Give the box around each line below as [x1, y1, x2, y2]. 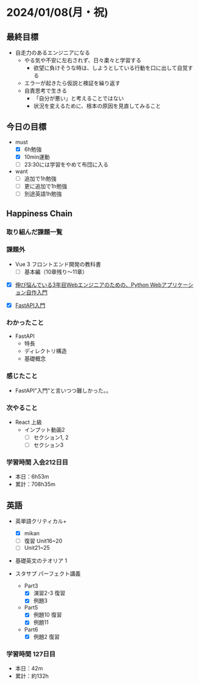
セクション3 [33, 441, 64, 448]
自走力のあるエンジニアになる [15, 49, 90, 56]
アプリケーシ [161, 281, 194, 288]
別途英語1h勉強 [24, 190, 62, 198]
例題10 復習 [33, 611, 62, 619]
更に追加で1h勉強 [24, 183, 68, 190]
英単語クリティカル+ [15, 518, 67, 525]
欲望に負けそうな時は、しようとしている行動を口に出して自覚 [33, 65, 188, 71]
